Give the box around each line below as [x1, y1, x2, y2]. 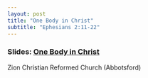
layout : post [7, 10, 46, 18]
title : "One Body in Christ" [7, 17, 94, 24]
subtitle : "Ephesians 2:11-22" [7, 23, 100, 30]
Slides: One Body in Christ [7, 47, 100, 57]
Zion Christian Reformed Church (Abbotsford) [7, 63, 142, 72]
